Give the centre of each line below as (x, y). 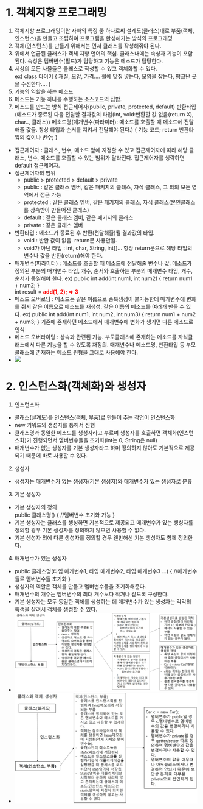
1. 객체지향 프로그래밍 (56, 12)
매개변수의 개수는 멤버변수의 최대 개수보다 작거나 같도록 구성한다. (91, 594)
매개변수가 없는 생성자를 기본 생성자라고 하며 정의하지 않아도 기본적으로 (99, 448)
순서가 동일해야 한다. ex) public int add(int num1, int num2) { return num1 (103, 278)
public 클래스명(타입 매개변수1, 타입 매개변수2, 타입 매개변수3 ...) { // (96, 571)
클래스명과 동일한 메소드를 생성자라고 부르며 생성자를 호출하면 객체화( (97, 433)
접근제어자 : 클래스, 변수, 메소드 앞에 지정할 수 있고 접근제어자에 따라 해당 (101, 150)
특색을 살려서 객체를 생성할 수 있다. (56, 609)
